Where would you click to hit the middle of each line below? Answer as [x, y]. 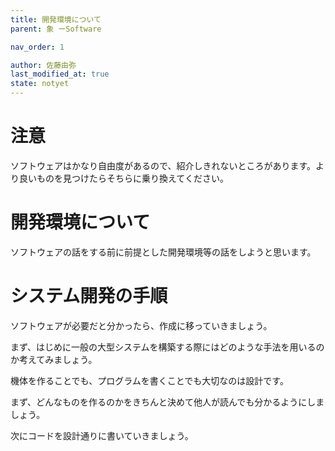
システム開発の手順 [89, 296]
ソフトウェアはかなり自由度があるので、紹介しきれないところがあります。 [163, 165]
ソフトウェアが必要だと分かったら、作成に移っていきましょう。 [141, 325]
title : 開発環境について [56, 19]
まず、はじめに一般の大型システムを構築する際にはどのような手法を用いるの [167, 347]
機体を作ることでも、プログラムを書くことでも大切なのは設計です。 [149, 380]
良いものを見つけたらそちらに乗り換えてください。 [123, 178]
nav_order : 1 [37, 47]
